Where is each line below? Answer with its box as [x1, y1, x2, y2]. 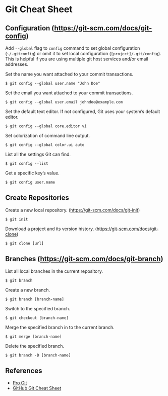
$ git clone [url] [5, 241, 44, 246]
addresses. [5, 61, 29, 67]
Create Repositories [5, 194, 70, 202]
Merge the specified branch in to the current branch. [5, 324, 115, 330]
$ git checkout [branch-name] [5, 315, 69, 320]
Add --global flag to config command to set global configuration [5, 45, 140, 51]
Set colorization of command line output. [5, 133, 90, 138]
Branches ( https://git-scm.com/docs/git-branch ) [5, 255, 163, 263]
